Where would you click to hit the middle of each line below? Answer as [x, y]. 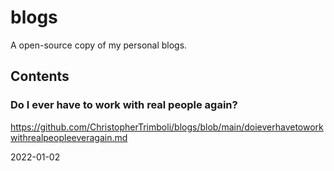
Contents [40, 76]
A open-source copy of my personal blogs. [99, 45]
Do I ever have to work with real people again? [124, 105]
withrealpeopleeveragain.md [69, 137]
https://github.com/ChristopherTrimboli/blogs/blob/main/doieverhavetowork [167, 127]
